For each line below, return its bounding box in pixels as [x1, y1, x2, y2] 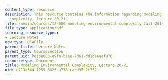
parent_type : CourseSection [5, 49, 64, 54]
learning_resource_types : [5, 30, 59, 35]
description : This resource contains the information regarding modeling [5, 12, 162, 17]
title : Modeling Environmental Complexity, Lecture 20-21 [5, 63, 128, 68]
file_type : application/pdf [5, 26, 64, 31]
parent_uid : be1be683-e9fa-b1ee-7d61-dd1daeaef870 [5, 53, 113, 59]
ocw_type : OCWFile [5, 40, 43, 45]
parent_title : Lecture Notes [5, 44, 66, 49]
